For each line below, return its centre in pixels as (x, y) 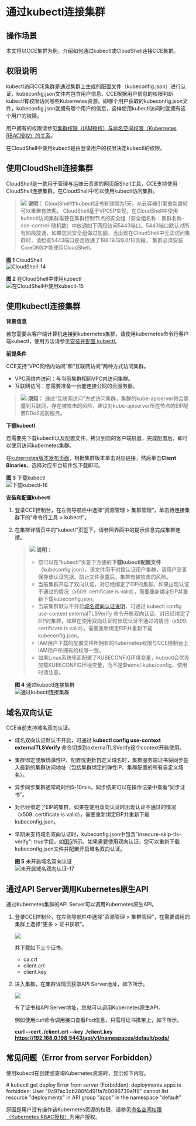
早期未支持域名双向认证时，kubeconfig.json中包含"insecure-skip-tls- (98, 834)
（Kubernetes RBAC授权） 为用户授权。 (53, 1117)
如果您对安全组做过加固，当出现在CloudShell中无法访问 (118, 233)
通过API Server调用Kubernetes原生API (78, 889)
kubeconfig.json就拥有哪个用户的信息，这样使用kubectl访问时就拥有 (98, 108)
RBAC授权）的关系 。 (31, 135)
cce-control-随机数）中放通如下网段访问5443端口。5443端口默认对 (102, 225)
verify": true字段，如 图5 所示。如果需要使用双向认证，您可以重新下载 (97, 842)
